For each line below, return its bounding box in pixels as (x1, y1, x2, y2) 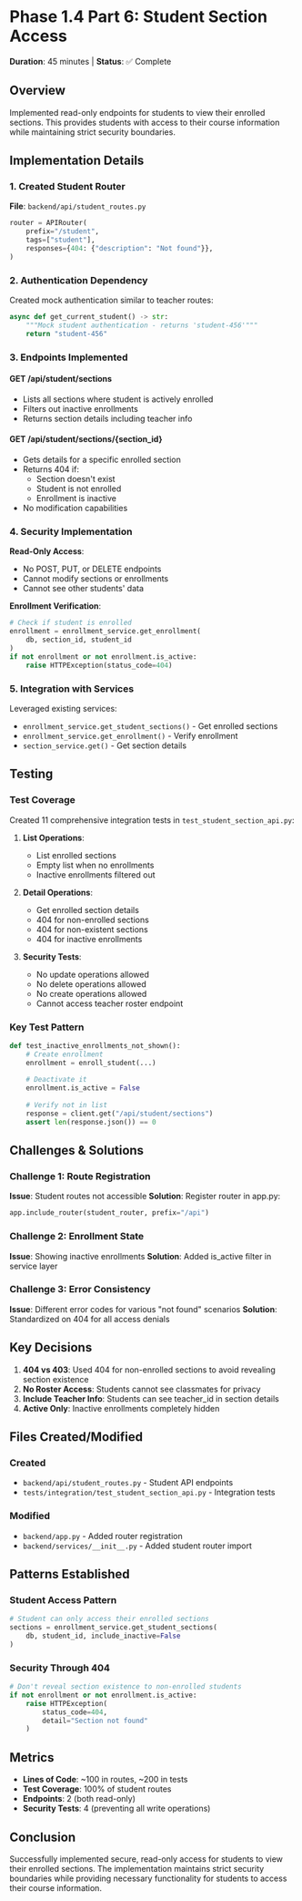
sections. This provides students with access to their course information (9, 117, 280, 128)
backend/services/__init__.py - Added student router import (22, 1540, 253, 1551)
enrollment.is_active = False (25, 1084, 141, 1093)
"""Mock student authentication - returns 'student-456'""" (25, 321, 258, 330)
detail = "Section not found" (42, 1716, 148, 1725)
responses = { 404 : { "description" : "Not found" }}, (25, 244, 214, 253)
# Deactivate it (25, 1075, 88, 1084)
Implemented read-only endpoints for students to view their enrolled (9, 107, 266, 118)
